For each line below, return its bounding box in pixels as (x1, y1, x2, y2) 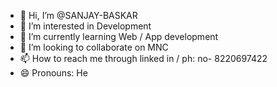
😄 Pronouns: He (19, 67, 88, 79)
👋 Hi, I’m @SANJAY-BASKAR (19, 10, 138, 21)
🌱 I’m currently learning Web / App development (19, 31, 219, 42)
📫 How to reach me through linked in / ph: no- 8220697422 (19, 53, 268, 64)
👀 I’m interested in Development (19, 20, 152, 32)
